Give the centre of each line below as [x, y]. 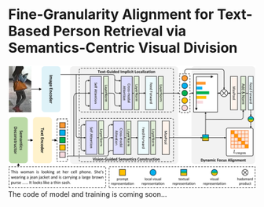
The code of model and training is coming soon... [88, 194]
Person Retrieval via [120, 31]
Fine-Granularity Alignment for [111, 15]
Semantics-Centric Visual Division [123, 48]
